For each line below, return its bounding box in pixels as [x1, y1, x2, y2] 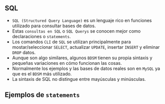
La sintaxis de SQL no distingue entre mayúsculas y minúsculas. [12, 76, 146, 82]
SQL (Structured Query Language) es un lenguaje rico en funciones [12, 17, 152, 23]
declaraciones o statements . [12, 33, 71, 39]
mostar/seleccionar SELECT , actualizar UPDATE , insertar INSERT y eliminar [12, 44, 160, 50]
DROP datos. [12, 49, 36, 55]
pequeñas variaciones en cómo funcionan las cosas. [12, 60, 122, 66]
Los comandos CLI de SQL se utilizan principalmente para [12, 39, 131, 45]
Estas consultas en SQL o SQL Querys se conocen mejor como [12, 28, 141, 34]
